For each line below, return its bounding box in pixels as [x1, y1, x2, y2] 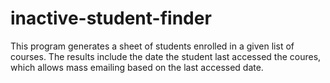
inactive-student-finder [10, 7, 212, 30]
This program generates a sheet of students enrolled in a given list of [10, 40, 295, 52]
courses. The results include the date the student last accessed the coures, [10, 50, 322, 62]
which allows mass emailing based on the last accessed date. [10, 61, 264, 73]
